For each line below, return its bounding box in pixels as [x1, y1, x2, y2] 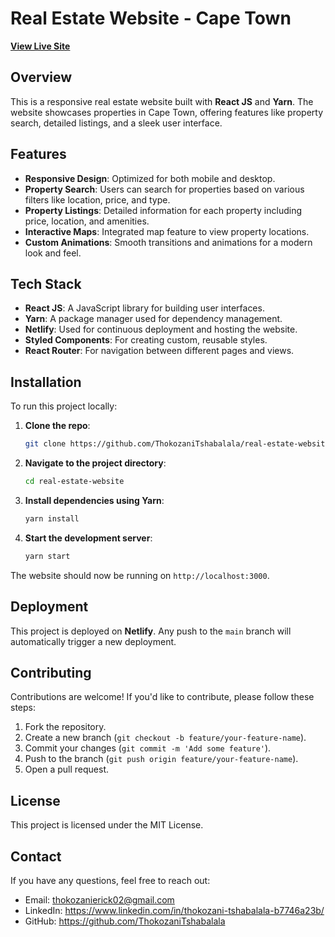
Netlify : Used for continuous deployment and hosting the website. [24, 323, 298, 336]
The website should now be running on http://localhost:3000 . [10, 569, 270, 581]
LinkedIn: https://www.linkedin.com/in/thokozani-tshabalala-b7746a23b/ [24, 904, 325, 916]
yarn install [24, 513, 80, 524]
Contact [10, 848, 62, 865]
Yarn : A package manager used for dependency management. [24, 313, 283, 325]
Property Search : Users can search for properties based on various [24, 183, 305, 195]
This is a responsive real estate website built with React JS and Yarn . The [10, 95, 314, 107]
